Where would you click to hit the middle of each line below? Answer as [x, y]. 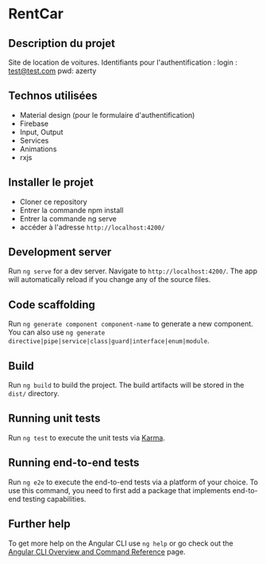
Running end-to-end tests [74, 463]
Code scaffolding [52, 305]
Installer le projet [51, 183]
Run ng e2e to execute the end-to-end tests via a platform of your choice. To [133, 482]
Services [34, 140]
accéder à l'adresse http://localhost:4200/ [92, 227]
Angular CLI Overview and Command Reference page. [97, 551]
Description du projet [62, 43]
